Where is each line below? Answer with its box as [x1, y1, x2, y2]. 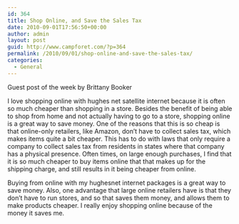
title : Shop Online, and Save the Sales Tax [7, 17, 142, 24]
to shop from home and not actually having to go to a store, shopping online [7, 112, 230, 120]
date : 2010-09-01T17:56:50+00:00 [7, 23, 107, 31]
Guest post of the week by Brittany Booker [7, 82, 133, 91]
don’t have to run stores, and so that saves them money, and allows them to [7, 193, 230, 202]
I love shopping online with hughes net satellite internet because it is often [7, 97, 225, 105]
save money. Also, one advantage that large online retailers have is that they [7, 186, 232, 194]
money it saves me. [7, 208, 65, 217]
